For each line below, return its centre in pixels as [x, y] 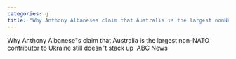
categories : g [28, 14]
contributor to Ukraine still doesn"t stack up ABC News [88, 48]
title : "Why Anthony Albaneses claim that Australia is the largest [110, 20]
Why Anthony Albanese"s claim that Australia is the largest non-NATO [109, 40]
